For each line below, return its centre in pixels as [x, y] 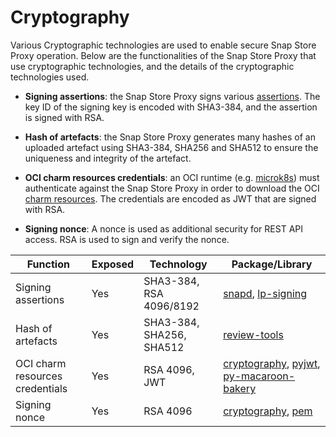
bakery [240, 388]
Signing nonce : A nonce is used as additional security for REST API [163, 228]
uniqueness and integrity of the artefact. [108, 158]
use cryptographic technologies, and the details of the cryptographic [152, 66]
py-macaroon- [259, 376]
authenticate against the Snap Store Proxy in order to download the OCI [172, 188]
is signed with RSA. [64, 117]
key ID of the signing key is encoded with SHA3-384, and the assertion [171, 107]
